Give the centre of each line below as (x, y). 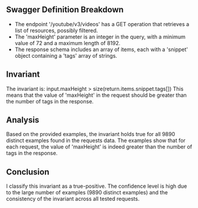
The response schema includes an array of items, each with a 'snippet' (101, 49)
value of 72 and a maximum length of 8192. (67, 43)
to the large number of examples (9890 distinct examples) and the (87, 193)
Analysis (23, 120)
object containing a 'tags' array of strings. (66, 55)
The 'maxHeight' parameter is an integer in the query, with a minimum (100, 37)
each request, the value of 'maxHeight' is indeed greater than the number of (99, 147)
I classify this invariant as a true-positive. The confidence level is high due (97, 186)
